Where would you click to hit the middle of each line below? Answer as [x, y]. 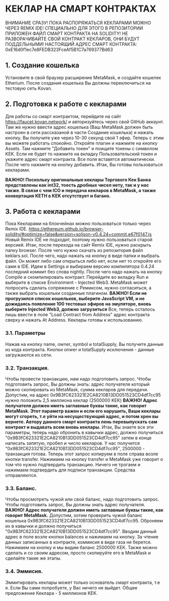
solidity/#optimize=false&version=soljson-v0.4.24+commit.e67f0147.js [79, 234]
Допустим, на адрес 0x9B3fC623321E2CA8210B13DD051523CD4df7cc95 [83, 395]
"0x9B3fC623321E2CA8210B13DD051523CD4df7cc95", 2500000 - [75, 448]
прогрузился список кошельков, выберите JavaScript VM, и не [75, 298]
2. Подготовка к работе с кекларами [66, 104]
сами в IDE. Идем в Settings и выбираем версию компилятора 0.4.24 [80, 266]
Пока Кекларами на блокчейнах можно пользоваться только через [78, 224]
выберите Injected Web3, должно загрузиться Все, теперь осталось [80, 309]
